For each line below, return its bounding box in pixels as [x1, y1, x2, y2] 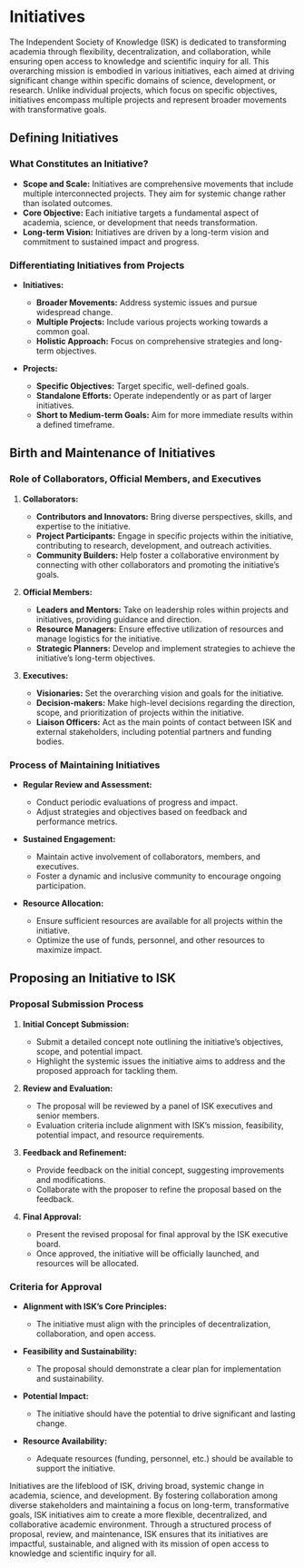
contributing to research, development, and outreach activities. [35, 540, 272, 551]
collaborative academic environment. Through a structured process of [9, 1519, 272, 1530]
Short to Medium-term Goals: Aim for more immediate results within [35, 409, 293, 420]
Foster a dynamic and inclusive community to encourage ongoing [35, 870, 281, 881]
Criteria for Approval [9, 1280, 103, 1293]
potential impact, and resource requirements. [35, 1129, 205, 1140]
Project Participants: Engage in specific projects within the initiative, [35, 530, 294, 541]
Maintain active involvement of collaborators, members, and [35, 851, 261, 862]
